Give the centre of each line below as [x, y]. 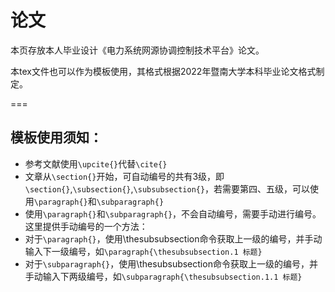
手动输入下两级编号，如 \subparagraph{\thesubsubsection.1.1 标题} [163, 276]
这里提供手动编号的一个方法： [86, 226]
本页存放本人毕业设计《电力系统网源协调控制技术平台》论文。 [137, 50]
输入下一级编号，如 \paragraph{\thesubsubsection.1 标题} [143, 251]
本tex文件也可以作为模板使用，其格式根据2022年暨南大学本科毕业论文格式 [163, 71]
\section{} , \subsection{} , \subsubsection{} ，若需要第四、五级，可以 [167, 188]
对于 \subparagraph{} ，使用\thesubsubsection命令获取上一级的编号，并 [171, 263]
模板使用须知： [56, 137]
